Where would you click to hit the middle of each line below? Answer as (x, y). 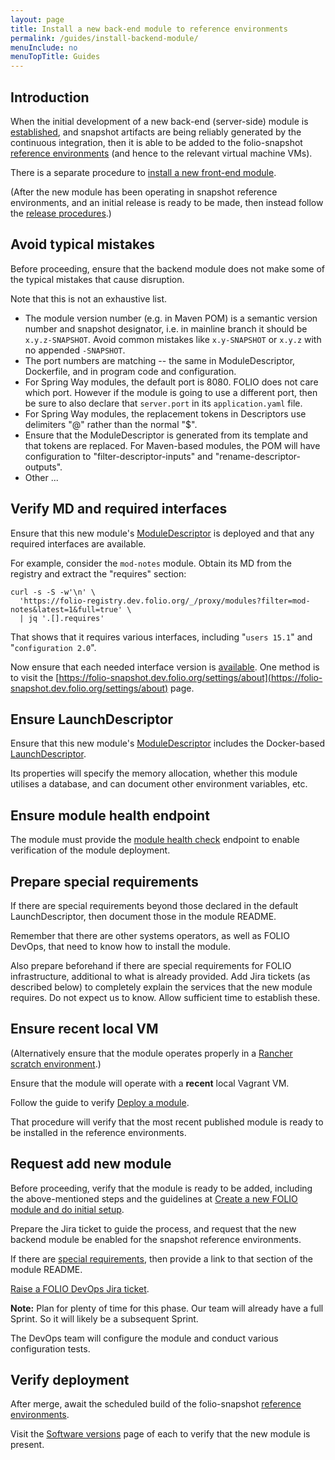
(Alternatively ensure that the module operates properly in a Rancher (151, 1053)
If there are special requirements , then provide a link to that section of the (161, 1258)
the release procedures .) (61, 213)
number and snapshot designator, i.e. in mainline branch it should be (166, 328)
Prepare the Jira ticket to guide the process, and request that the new (153, 1228)
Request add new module (91, 1164)
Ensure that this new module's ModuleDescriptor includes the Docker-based (168, 743)
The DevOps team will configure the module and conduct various (144, 1338)
